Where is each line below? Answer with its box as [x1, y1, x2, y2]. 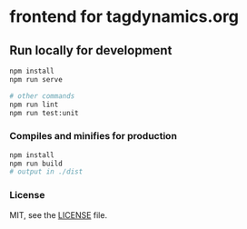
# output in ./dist [9, 167, 84, 176]
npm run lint [9, 100, 59, 109]
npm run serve [9, 75, 64, 84]
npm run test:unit [9, 108, 79, 117]
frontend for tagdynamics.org [9, 6, 239, 27]
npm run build [9, 159, 64, 168]
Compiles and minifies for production [9, 130, 177, 143]
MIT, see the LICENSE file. [9, 209, 107, 220]
